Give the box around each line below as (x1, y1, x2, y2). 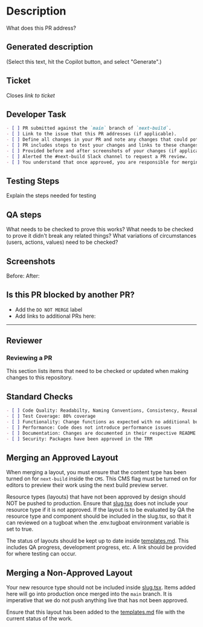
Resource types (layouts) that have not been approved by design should (6, 493, 186, 501)
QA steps (6, 209, 42, 220)
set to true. (6, 526, 34, 533)
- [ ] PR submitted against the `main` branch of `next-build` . (6, 126, 172, 132)
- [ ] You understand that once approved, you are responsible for (6, 159, 180, 165)
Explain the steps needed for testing (6, 192, 97, 199)
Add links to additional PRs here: (14, 312, 96, 320)
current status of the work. (6, 615, 73, 622)
